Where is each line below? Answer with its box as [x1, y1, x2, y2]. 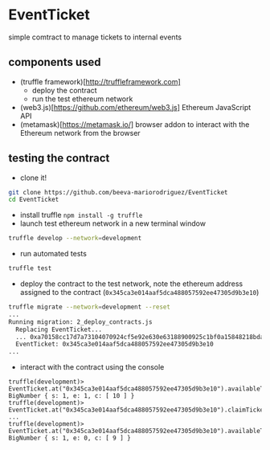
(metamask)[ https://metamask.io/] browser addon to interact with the [19, 119, 250, 129]
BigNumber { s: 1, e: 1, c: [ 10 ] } [8, 392, 135, 400]
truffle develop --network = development [8, 235, 142, 243]
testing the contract [8, 151, 110, 166]
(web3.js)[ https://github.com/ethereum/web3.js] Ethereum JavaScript [19, 102, 252, 112]
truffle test [8, 264, 52, 272]
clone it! [19, 173, 47, 182]
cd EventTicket [8, 195, 59, 204]
